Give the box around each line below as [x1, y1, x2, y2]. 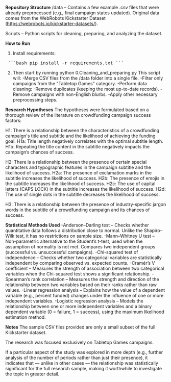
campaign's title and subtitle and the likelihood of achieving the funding [5, 133, 156, 139]
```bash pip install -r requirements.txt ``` [8, 60, 124, 66]
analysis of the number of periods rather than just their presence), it [5, 354, 148, 361]
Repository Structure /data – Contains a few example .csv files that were [5, 5, 159, 10]
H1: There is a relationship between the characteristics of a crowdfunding [5, 128, 160, 133]
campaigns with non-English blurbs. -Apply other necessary [31, 91, 158, 97]
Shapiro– [143, 227, 162, 234]
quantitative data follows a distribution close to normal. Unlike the [5, 227, 143, 234]
